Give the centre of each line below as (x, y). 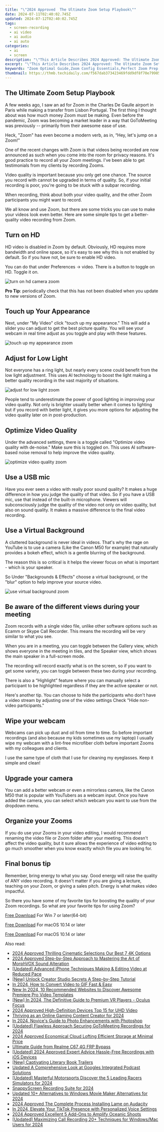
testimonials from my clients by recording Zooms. (55, 165)
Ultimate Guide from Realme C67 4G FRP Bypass (61, 1046)
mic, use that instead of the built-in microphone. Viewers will (66, 500)
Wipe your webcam (35, 721)
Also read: (15, 943)
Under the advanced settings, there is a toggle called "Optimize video (75, 442)
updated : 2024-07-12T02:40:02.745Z (41, 19)
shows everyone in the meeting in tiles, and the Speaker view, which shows (81, 651)
